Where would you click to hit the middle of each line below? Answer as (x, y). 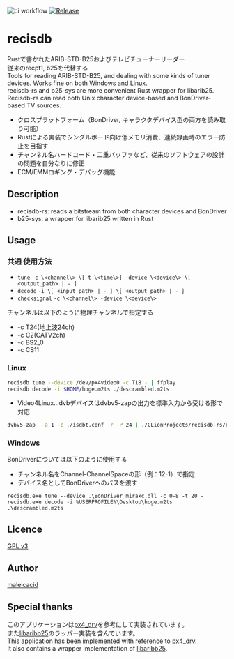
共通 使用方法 (30, 262)
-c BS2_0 (30, 342)
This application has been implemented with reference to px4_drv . (102, 641)
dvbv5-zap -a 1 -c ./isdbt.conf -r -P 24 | (73, 425)
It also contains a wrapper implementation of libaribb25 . (87, 649)
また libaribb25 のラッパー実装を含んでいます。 (73, 633)
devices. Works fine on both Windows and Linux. (77, 83)
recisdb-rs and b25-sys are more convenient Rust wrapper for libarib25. (111, 90)
